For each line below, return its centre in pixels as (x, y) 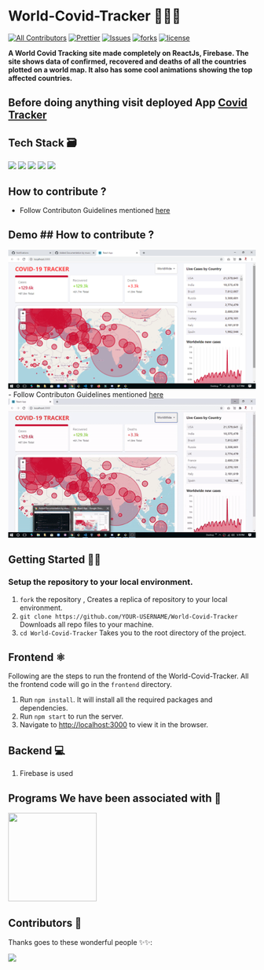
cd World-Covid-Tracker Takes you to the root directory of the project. (133, 633)
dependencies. (44, 708)
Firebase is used (46, 773)
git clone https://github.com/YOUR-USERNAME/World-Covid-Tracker (128, 616)
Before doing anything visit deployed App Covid (128, 103)
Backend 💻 (37, 750)
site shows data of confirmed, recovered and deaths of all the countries (127, 61)
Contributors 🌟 (45, 923)
